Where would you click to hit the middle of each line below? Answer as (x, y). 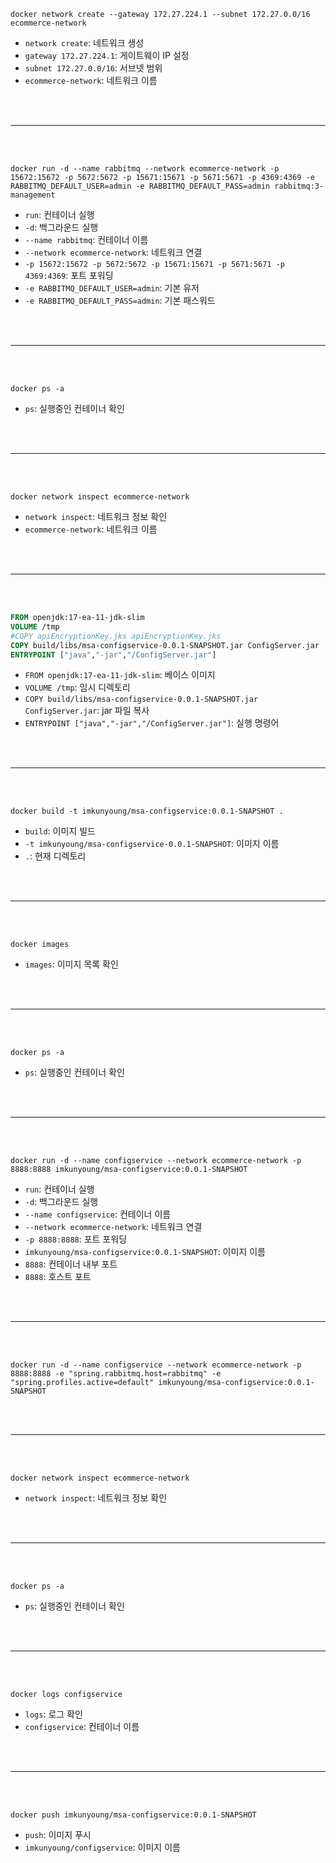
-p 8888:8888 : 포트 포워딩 (76, 1239)
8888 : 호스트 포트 (58, 1277)
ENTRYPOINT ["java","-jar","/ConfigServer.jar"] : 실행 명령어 (152, 723)
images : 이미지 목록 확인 (71, 964)
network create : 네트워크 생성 (84, 43)
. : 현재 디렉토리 (55, 856)
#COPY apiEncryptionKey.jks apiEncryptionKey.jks (116, 636)
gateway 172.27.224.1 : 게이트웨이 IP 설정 (107, 55)
